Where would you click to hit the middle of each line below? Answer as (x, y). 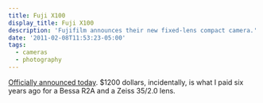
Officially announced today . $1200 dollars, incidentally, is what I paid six (126, 82)
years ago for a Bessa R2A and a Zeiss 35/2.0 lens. (92, 90)
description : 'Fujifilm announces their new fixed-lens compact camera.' (133, 30)
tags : (17, 45)
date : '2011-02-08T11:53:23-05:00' (67, 38)
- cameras (31, 52)
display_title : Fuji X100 (51, 23)
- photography (39, 60)
